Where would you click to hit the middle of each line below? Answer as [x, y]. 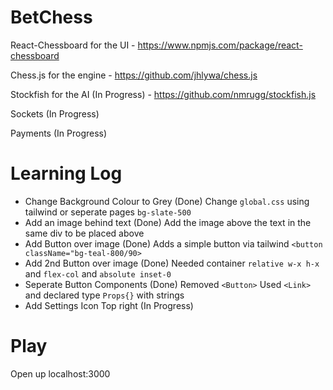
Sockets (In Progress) [55, 113]
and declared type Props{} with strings [104, 295]
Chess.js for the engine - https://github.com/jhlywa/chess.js [134, 75]
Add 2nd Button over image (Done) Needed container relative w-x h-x [172, 263]
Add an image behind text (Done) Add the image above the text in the [168, 222]
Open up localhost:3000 [60, 373]
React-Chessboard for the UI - [73, 45]
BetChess [51, 17]
